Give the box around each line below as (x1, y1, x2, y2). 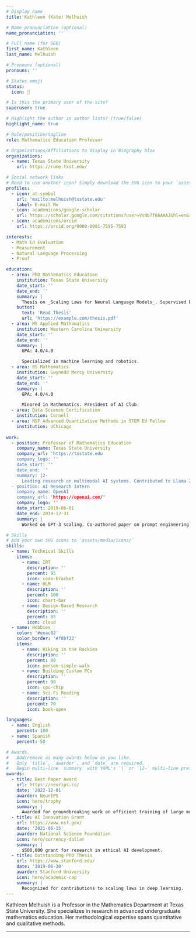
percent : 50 (16, 738, 45, 744)
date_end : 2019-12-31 (16, 511, 69, 516)
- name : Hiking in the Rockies (21, 646, 98, 652)
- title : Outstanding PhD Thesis (11, 853, 93, 858)
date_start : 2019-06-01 (16, 505, 75, 511)
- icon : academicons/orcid (11, 218, 77, 224)
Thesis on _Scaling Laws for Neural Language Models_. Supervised (21, 299, 187, 305)
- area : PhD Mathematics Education (11, 272, 98, 278)
